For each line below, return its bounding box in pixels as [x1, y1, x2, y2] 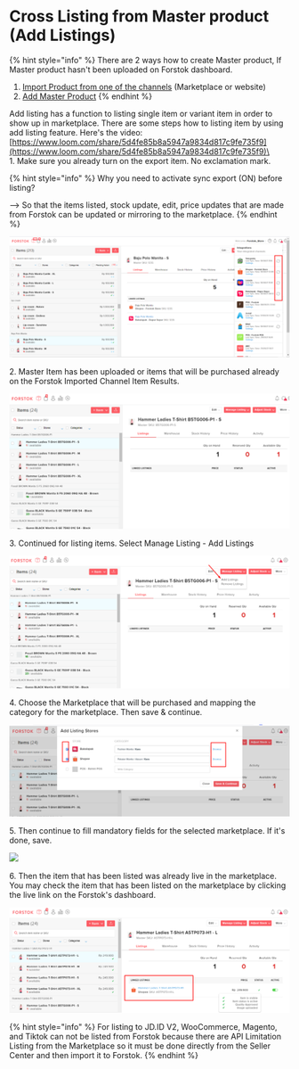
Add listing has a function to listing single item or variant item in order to [9, 108, 273, 119]
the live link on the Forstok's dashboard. [9, 889, 157, 900]
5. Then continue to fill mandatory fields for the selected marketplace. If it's [9, 825, 286, 835]
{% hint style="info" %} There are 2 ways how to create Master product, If [9, 54, 282, 65]
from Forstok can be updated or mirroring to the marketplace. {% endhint [9, 209, 278, 219]
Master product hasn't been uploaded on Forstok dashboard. [9, 64, 233, 75]
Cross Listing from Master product [9, 6, 270, 27]
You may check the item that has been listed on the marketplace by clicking [9, 880, 287, 891]
